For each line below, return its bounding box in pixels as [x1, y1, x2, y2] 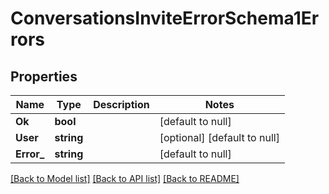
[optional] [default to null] [159, 131, 280, 144]
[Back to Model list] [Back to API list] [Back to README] [10, 173, 240, 184]
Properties [10, 68, 78, 85]
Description [93, 98, 150, 111]
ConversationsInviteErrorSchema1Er [10, 7, 320, 30]
